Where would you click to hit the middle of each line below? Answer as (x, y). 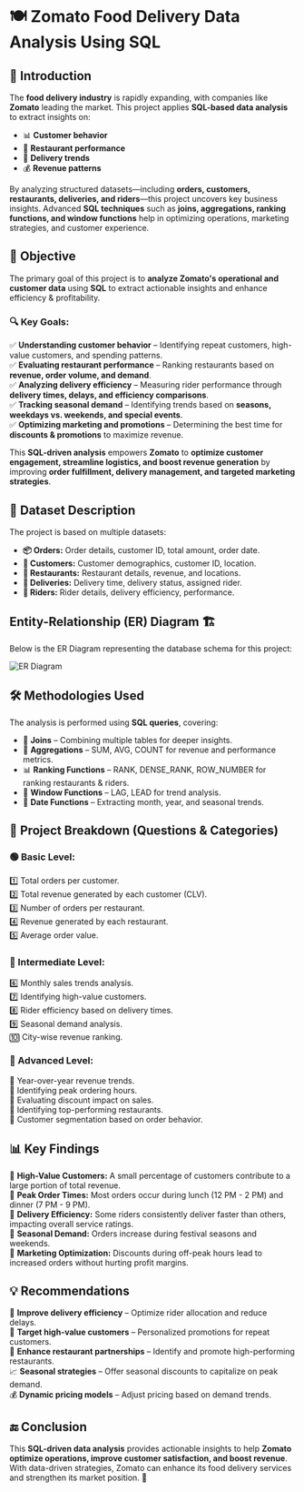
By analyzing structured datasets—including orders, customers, (130, 189)
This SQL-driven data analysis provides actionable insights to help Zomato (151, 1449)
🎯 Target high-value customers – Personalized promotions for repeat (140, 1332)
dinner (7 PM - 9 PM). (50, 1205)
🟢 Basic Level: (42, 857)
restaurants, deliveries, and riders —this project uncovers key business (144, 199)
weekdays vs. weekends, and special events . (96, 415)
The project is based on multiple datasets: (88, 531)
